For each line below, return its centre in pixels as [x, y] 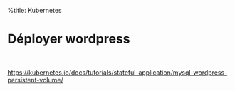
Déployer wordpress [69, 39]
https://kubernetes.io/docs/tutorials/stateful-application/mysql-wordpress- [117, 72]
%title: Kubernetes [35, 10]
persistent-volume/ [35, 80]
